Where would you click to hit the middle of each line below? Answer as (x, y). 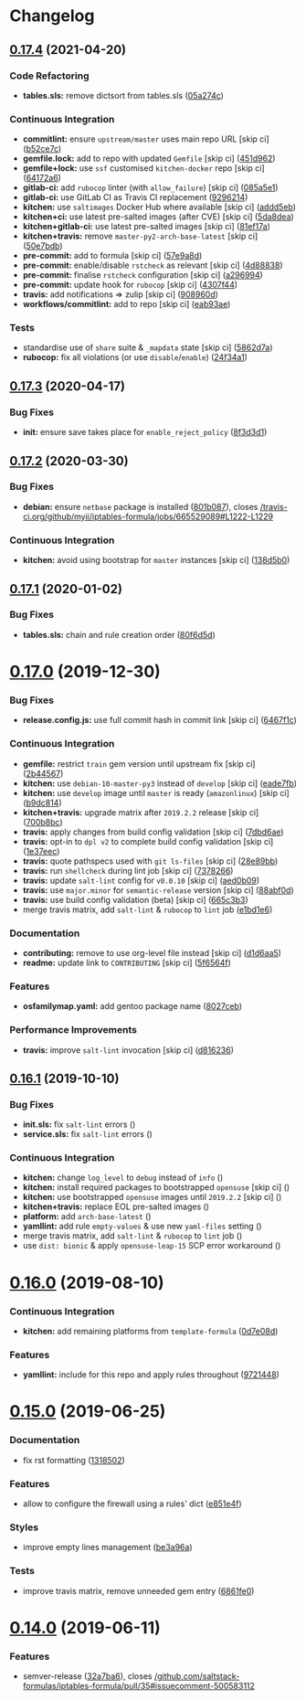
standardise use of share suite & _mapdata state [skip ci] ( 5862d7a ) (148, 347)
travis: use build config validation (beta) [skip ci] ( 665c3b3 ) (135, 899)
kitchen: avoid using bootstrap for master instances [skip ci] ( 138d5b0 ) (156, 560)
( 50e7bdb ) (42, 246)
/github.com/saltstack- (197, 1676)
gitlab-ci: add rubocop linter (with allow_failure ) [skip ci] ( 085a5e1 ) (150, 187)
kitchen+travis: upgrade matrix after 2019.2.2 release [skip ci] (141, 812)
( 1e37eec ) (41, 851)
